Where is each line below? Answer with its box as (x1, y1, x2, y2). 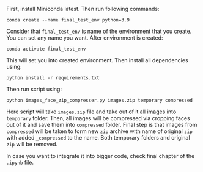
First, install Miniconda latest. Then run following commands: (6, 5, 160, 12)
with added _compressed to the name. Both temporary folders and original (6, 134, 191, 141)
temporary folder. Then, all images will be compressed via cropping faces (6, 115, 191, 121)
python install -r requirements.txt (6, 75, 100, 81)
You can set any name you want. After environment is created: (6, 34, 163, 41)
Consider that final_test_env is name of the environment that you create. (6, 27, 192, 35)
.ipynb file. (6, 159, 34, 166)
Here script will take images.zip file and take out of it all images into (6, 108, 177, 115)
